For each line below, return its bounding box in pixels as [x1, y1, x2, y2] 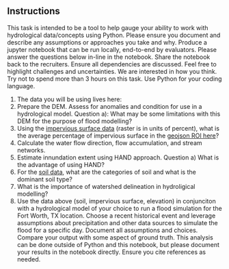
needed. [16, 255, 41, 263]
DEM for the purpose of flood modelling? [16, 116, 132, 125]
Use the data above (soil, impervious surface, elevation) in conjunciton [16, 196, 217, 205]
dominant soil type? [16, 175, 73, 183]
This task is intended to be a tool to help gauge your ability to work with [7, 23, 208, 31]
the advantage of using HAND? [16, 160, 105, 168]
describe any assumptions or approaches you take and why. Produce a [7, 38, 207, 47]
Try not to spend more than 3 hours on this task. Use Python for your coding [7, 75, 222, 83]
